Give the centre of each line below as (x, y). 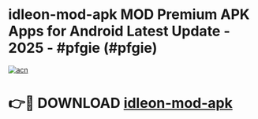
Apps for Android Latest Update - (119, 31)
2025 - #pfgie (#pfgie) (83, 48)
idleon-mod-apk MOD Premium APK (129, 15)
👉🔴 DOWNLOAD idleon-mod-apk (120, 103)
